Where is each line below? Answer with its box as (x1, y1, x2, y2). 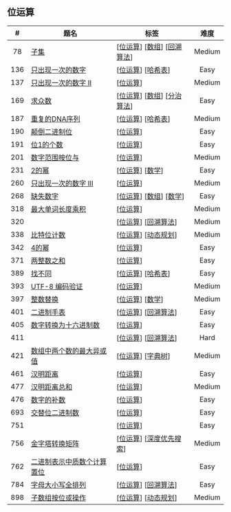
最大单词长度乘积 (30, 204, 87, 214)
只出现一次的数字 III (30, 178, 94, 188)
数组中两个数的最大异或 (30, 346, 107, 355)
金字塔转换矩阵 (30, 438, 80, 448)
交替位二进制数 (30, 408, 80, 417)
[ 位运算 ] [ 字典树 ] (116, 351, 170, 361)
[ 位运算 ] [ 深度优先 (116, 434, 175, 443)
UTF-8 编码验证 (30, 281, 83, 291)
